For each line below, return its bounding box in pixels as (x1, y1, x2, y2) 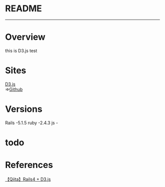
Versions (5, 104, 43, 114)
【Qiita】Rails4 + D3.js (5, 176, 51, 182)
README (5, 3, 42, 14)
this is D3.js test (5, 48, 38, 53)
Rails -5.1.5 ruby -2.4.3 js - (5, 120, 58, 126)
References (5, 160, 53, 171)
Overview (5, 31, 46, 43)
